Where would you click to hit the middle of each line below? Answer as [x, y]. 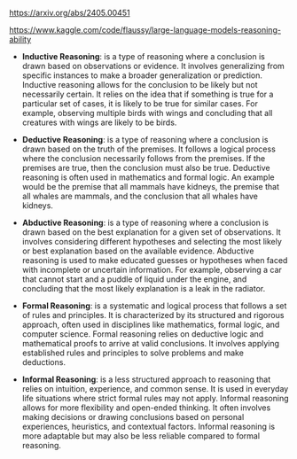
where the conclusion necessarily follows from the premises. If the [144, 158]
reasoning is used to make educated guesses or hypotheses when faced [155, 260]
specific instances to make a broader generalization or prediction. [142, 75]
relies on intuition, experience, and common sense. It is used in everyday [155, 389]
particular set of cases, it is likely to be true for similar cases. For [140, 104]
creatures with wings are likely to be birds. [99, 122]
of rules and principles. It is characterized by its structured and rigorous [153, 315]
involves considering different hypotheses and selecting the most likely [152, 241]
